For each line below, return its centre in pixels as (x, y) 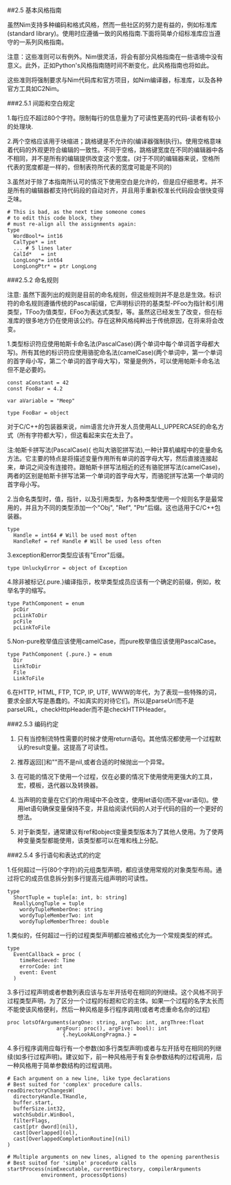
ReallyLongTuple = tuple (49, 904)
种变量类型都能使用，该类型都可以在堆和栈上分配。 (89, 840)
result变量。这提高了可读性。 (70, 747)
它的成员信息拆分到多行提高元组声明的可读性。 (85, 878)
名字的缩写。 (31, 590)
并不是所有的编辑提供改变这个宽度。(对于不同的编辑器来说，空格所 (125, 158)
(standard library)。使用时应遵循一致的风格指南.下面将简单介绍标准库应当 (111, 33)
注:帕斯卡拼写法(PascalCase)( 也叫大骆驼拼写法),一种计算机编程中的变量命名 (115, 450)
